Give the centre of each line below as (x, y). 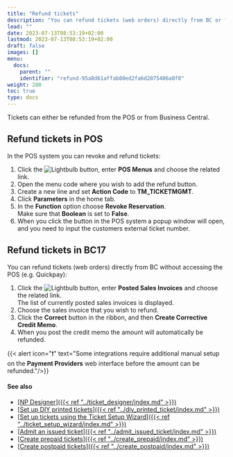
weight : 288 (24, 85)
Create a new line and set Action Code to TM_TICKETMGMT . (105, 191)
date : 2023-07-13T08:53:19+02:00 (55, 33)
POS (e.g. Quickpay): (37, 274)
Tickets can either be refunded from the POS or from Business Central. (109, 117)
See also (20, 387)
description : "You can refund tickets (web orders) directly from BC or (114, 20)
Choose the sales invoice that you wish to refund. (88, 310)
